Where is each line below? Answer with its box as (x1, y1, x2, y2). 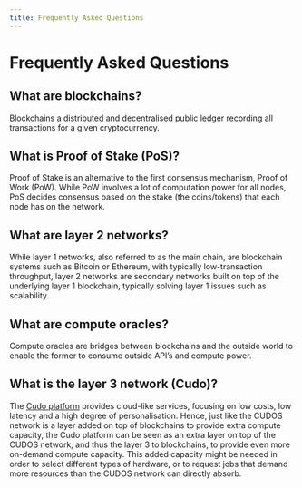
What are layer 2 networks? (9, 228, 170, 243)
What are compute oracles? (9, 317, 170, 332)
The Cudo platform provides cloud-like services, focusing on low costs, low (9, 400, 292, 411)
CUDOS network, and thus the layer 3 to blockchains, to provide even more (9, 439, 290, 450)
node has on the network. (9, 201, 106, 212)
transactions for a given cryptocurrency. (9, 122, 161, 132)
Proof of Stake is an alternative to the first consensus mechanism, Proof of (9, 172, 288, 183)
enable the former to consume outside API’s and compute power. (9, 350, 252, 361)
